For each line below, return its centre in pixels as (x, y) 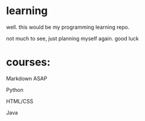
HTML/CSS (20, 101)
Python (15, 90)
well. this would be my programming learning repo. (68, 27)
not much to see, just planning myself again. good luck (72, 38)
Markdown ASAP (27, 78)
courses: (28, 62)
